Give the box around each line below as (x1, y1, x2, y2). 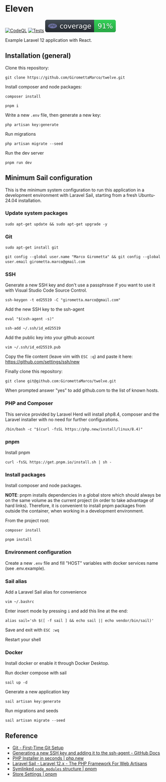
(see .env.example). (5, 565, 46, 571)
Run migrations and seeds (5, 708, 58, 714)
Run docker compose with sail (5, 670, 67, 676)
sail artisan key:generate (5, 699, 61, 704)
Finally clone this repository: (5, 368, 63, 374)
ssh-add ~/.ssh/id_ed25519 (5, 326, 61, 331)
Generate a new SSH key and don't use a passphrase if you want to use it (5, 282, 155, 288)
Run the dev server (5, 150, 44, 156)
